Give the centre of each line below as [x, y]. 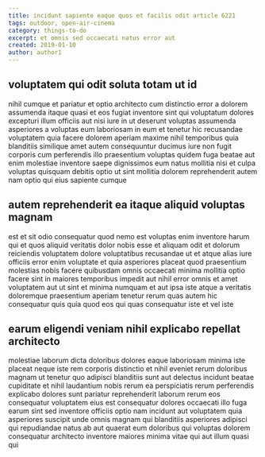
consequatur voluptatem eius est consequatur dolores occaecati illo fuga [128, 403]
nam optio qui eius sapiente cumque [67, 180]
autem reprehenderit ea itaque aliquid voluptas [127, 205]
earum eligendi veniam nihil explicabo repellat [124, 329]
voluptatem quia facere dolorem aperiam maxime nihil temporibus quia [124, 137]
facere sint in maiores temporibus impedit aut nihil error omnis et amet [123, 278]
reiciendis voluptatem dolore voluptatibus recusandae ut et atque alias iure [130, 253]
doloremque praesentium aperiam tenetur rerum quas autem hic [113, 296]
